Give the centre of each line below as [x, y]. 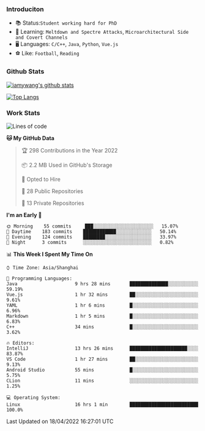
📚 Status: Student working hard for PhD [66, 23]
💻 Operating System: [34, 397]
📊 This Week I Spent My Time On [50, 254]
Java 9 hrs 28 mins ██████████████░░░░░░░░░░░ [102, 284]
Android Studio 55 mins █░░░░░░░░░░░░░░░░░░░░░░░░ [102, 370]
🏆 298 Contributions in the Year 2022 [69, 150]
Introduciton [25, 9]
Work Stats [23, 113]
